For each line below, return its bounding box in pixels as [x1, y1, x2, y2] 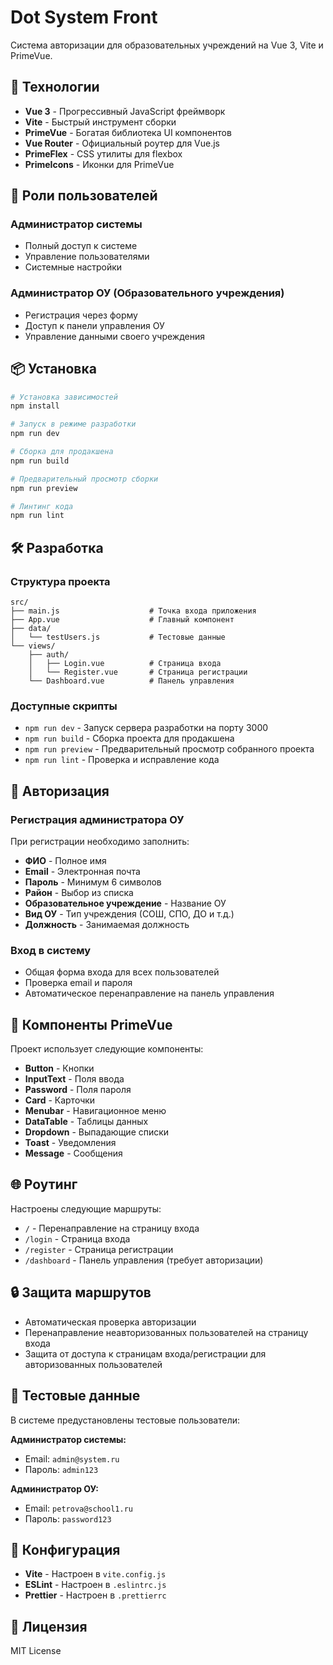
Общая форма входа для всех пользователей [24, 966, 220, 978]
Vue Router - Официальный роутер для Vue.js [24, 137, 221, 149]
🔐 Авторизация [10, 782, 110, 800]
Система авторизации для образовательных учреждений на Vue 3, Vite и [10, 39, 324, 51]
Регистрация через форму [24, 309, 138, 321]
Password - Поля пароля [24, 1084, 132, 1096]
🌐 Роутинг [10, 1176, 78, 1193]
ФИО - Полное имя [24, 854, 107, 866]
